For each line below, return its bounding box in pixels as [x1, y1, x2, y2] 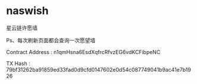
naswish [6, 4, 49, 18]
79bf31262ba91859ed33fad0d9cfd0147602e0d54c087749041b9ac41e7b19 [6, 66, 191, 73]
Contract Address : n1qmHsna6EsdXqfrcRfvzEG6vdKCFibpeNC [6, 48, 161, 55]
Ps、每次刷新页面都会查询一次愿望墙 [6, 36, 96, 43]
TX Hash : [6, 60, 31, 67]
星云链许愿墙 [6, 24, 37, 31]
